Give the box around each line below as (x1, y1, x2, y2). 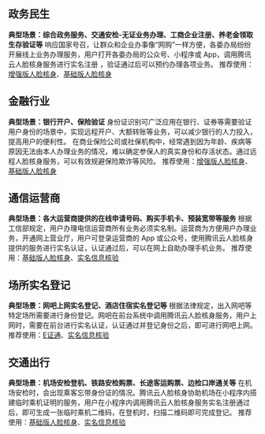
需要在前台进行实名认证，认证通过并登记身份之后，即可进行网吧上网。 (28, 321, 257, 330)
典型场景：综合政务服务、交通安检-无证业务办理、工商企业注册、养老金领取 (8, 30, 254, 39)
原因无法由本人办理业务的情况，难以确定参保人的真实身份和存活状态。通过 (8, 147, 250, 156)
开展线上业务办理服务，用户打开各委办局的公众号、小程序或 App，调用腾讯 (8, 50, 252, 59)
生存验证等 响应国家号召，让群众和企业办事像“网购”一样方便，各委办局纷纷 (8, 39, 252, 49)
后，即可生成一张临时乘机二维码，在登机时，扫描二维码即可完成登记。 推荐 (8, 408, 252, 417)
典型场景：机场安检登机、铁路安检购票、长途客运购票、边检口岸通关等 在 (8, 378, 245, 388)
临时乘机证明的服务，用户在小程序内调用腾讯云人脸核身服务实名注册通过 (14, 398, 250, 407)
